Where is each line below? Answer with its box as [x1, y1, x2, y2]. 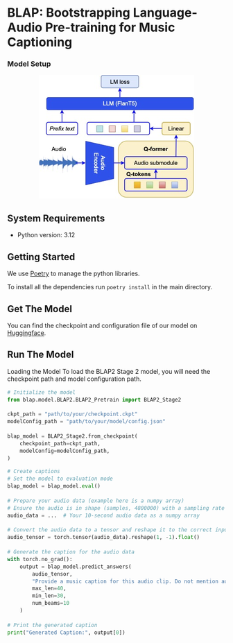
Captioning [7, 35, 73, 50]
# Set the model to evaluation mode [7, 475, 113, 483]
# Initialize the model [7, 388, 76, 396]
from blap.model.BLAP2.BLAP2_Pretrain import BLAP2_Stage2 [7, 396, 182, 403]
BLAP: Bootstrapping [7, 5, 130, 21]
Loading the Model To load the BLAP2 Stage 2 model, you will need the [7, 367, 211, 375]
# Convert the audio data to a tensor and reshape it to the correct [7, 526, 213, 533]
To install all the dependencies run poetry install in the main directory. [7, 283, 213, 291]
